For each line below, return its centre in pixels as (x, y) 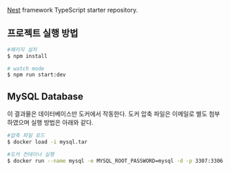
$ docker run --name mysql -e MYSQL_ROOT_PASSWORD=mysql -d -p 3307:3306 (115, 161)
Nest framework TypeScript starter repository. (73, 10)
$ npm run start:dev (37, 75)
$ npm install (28, 56)
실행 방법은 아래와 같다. (62, 123)
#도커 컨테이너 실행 (31, 154)
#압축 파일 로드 (26, 136)
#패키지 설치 (22, 50)
